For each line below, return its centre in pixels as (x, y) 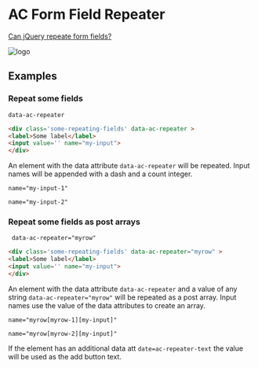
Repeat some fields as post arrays (74, 222)
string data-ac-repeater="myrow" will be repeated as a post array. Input (122, 297)
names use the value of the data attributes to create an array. (107, 305)
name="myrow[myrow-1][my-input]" (63, 320)
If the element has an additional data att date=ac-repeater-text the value (126, 348)
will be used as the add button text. (65, 356)
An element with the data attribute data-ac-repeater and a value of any (123, 289)
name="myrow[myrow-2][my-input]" (63, 333)
